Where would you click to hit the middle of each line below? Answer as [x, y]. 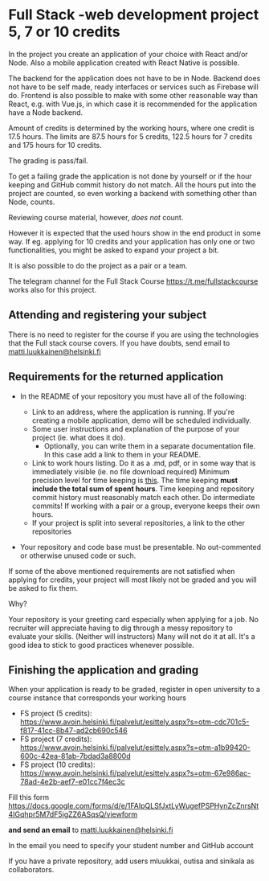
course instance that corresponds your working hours [98, 698]
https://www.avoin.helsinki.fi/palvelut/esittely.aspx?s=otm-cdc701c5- [134, 722]
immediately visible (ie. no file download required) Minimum [131, 471]
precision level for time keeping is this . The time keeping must [135, 480]
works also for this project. [53, 289]
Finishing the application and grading [104, 670]
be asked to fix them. [43, 588]
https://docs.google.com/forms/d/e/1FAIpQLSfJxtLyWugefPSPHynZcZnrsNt [134, 806]
